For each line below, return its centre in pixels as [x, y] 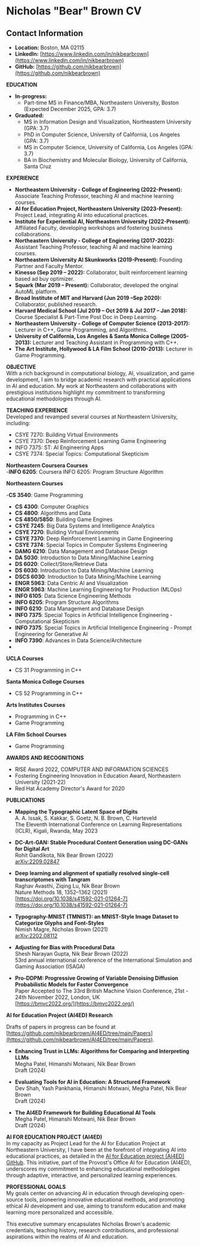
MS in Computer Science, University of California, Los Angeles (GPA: [108, 147]
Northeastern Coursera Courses [47, 465]
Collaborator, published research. [56, 304]
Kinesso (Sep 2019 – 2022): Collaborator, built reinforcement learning [101, 272]
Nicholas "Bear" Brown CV [74, 11]
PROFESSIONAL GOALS [36, 1187]
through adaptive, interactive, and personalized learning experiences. [92, 1175]
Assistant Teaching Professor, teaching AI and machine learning [93, 247]
